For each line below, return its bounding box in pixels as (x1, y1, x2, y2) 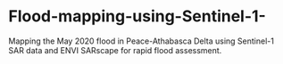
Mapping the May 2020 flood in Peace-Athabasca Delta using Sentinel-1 (8, 36, 274, 46)
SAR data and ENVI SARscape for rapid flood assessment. (8, 44, 222, 55)
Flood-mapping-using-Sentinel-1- (8, 6, 267, 27)
